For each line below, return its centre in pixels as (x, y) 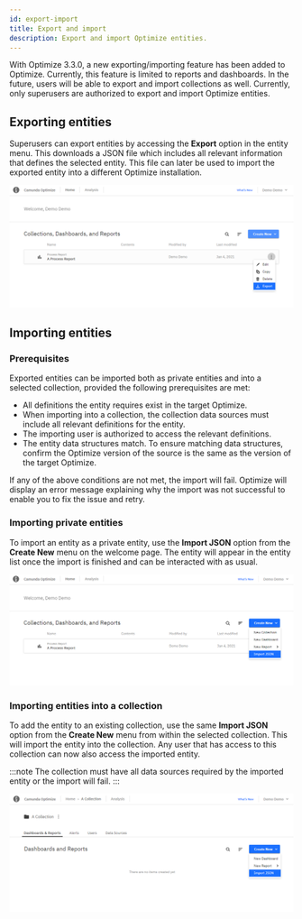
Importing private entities (66, 523)
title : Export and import (58, 28)
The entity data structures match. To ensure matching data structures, (153, 444)
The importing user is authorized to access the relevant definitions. (147, 434)
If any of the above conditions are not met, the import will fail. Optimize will (148, 480)
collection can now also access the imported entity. (105, 754)
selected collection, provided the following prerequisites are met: (130, 388)
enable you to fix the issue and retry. (78, 500)
